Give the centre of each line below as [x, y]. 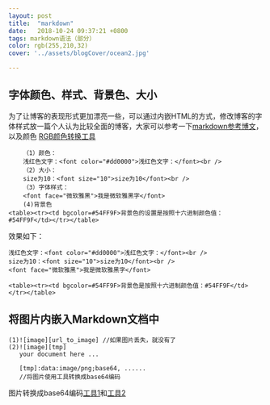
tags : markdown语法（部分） [52, 38]
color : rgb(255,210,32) [49, 46]
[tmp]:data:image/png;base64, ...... [83, 368]
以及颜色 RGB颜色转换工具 [52, 136]
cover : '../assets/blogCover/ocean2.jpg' [79, 53]
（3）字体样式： [46, 187]
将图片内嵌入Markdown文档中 [84, 319]
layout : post [30, 16]
